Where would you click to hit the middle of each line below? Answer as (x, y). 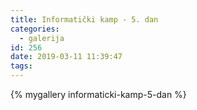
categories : (35, 29)
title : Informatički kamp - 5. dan (84, 19)
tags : (21, 66)
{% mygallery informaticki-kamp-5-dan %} (98, 94)
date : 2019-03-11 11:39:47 (66, 57)
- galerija (42, 38)
